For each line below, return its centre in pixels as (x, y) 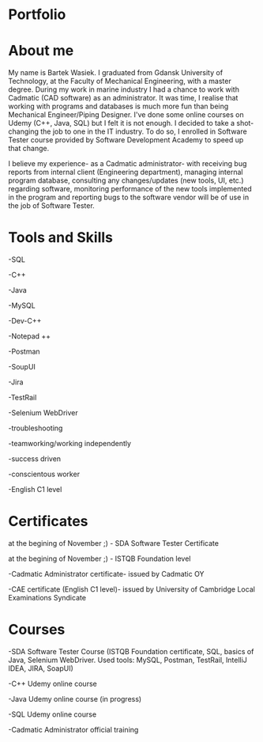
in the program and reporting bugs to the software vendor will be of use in (129, 197)
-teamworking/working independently (70, 444)
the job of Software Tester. (51, 206)
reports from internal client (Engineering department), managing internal (126, 172)
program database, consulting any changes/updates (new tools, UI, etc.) (126, 180)
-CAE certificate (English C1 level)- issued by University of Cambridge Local (131, 589)
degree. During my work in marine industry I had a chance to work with (124, 89)
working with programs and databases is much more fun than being (118, 106)
